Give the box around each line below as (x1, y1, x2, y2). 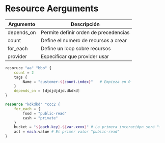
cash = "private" (23, 115, 58, 120)
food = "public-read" (23, 111, 67, 116)
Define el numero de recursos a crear (41, 37, 127, 44)
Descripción (70, 21, 100, 28)
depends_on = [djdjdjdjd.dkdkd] (14, 88, 80, 93)
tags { (14, 75, 27, 80)
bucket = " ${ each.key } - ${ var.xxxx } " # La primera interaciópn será (14, 125, 155, 130)
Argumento (8, 21, 36, 28)
